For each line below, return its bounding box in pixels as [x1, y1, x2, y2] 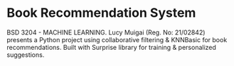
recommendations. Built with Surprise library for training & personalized [6, 43, 216, 51]
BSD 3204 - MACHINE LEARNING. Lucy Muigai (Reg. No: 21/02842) [6, 28, 206, 37]
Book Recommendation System [6, 5, 196, 21]
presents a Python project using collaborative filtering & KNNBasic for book [6, 35, 228, 44]
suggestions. [6, 51, 45, 59]
